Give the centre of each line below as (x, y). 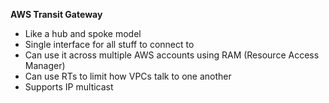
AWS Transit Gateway (56, 14)
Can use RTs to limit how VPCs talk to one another (128, 76)
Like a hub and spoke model (83, 33)
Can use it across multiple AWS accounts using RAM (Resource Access (172, 55)
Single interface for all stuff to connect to (109, 44)
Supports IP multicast (69, 87)
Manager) (45, 65)
